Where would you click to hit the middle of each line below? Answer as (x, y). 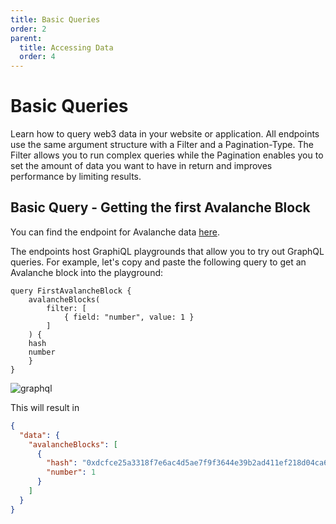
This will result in (45, 407)
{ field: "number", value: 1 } (129, 317)
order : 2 (28, 29)
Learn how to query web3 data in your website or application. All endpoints (165, 134)
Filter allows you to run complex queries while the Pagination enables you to (167, 155)
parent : (26, 38)
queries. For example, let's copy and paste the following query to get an (158, 262)
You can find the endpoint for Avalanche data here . (115, 232)
